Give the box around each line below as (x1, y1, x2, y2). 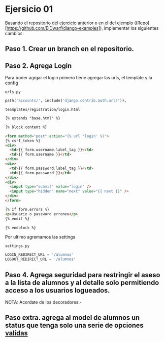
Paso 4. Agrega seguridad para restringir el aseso (5, 271, 161, 279)
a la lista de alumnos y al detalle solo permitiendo (5, 278, 159, 287)
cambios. (5, 30, 24, 36)
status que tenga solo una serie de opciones (5, 321, 144, 330)
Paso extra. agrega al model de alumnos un (5, 313, 140, 322)
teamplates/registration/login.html (5, 107, 80, 112)
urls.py (5, 90, 21, 95)
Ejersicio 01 (5, 3, 53, 15)
